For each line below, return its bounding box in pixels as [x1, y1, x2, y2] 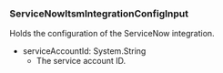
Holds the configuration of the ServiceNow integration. [9, 28, 216, 39]
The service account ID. [35, 56, 127, 67]
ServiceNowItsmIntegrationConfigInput [9, 7, 189, 20]
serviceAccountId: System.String [22, 46, 147, 57]
